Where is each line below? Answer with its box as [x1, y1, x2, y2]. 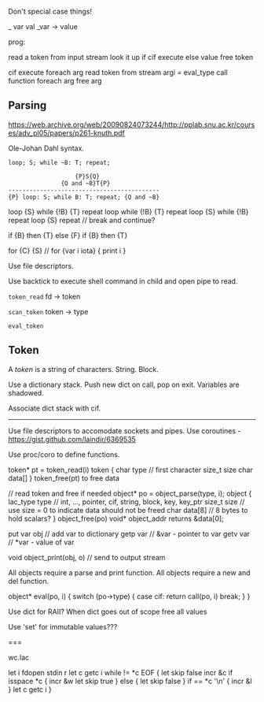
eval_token [8, 322, 44, 330]
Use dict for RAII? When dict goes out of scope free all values [8, 607, 207, 616]
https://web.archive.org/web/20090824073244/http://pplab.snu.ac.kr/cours [8, 120, 255, 129]
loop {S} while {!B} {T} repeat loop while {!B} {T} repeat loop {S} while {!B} [8, 206, 249, 216]
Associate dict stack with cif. [8, 403, 101, 413]
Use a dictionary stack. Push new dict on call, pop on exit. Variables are [8, 380, 240, 389]
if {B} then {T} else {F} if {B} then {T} [8, 230, 128, 240]
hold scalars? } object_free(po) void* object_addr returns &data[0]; [8, 514, 224, 523]
